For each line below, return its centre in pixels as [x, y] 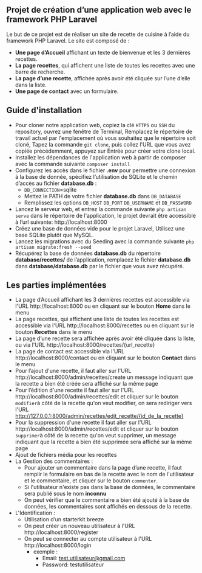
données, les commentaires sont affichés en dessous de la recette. [108, 507]
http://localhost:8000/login [58, 545]
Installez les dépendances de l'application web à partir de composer [100, 157]
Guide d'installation [44, 110]
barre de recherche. [40, 72]
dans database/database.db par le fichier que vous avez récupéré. [99, 266]
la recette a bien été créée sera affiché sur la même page [87, 384]
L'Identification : [35, 513]
